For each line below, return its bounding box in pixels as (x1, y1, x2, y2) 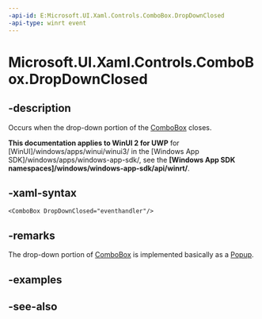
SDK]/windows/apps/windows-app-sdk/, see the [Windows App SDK (8, 155, 236, 164)
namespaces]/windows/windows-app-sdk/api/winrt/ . (8, 163, 190, 173)
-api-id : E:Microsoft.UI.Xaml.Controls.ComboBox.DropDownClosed (8, 11, 225, 20)
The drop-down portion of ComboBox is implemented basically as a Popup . (8, 250, 255, 259)
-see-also (8, 299, 58, 313)
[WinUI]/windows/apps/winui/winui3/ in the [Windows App (8, 146, 199, 156)
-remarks (8, 229, 55, 242)
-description (8, 102, 71, 115)
